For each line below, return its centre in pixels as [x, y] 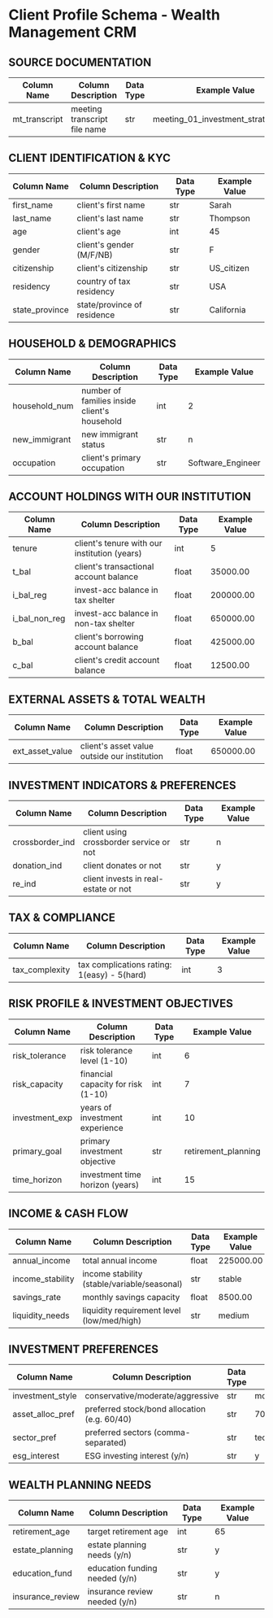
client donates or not [122, 866]
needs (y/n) [110, 1555]
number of [101, 390]
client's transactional [114, 567]
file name [88, 129]
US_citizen [230, 268]
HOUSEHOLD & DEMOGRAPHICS [93, 344]
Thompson [230, 218]
